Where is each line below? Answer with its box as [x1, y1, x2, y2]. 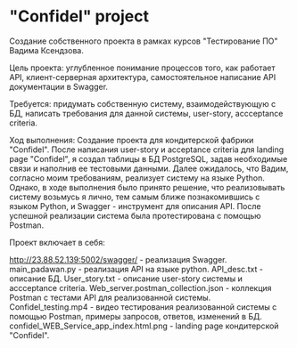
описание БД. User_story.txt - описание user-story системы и [9, 273, 243, 284]
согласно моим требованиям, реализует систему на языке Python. [9, 172, 265, 183]
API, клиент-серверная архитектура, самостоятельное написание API [9, 71, 276, 82]
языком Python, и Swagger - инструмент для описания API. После [9, 200, 261, 211]
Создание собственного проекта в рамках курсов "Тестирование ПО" [9, 36, 278, 46]
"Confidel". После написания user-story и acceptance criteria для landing [9, 144, 285, 155]
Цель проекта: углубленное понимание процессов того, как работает [9, 62, 276, 73]
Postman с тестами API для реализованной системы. [9, 292, 211, 303]
